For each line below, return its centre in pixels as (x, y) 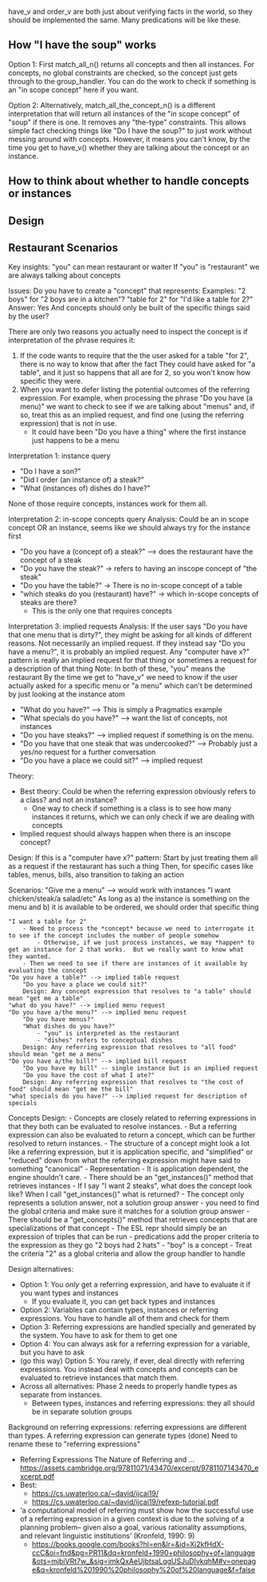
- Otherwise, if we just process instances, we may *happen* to (146, 943)
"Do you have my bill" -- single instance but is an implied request (141, 1068)
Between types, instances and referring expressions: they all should (143, 1403)
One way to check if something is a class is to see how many (132, 808)
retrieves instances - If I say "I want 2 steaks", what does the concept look (130, 1186)
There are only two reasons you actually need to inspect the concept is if (128, 332)
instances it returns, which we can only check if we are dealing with (143, 817)
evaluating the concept (48, 971)
